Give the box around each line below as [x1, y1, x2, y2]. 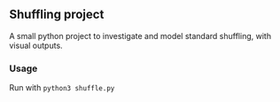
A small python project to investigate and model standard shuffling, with [9, 30, 272, 41]
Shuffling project [9, 7, 105, 22]
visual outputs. [9, 40, 64, 51]
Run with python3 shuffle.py [9, 82, 115, 93]
